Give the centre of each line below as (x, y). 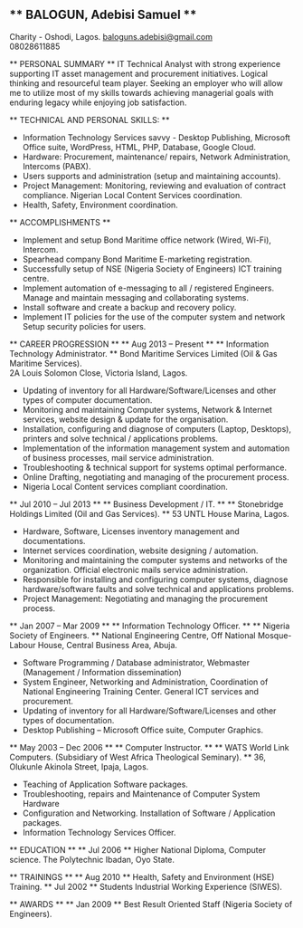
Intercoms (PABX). (57, 166)
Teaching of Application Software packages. (105, 784)
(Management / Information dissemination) (102, 672)
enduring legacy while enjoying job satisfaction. (98, 102)
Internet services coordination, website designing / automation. (140, 550)
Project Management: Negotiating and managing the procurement (145, 598)
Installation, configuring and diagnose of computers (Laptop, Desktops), (157, 428)
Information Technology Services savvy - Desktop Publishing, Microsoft (156, 137)
